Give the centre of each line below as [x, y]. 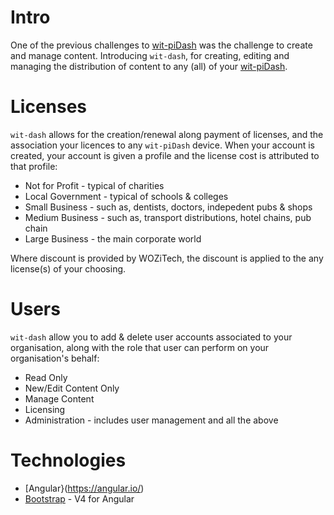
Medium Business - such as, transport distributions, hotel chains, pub [168, 217]
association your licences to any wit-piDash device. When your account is [162, 145]
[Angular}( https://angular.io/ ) [84, 488]
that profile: [34, 166]
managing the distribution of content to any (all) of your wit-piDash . [149, 66]
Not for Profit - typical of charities [94, 185]
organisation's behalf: [55, 358]
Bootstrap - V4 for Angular [79, 498]
